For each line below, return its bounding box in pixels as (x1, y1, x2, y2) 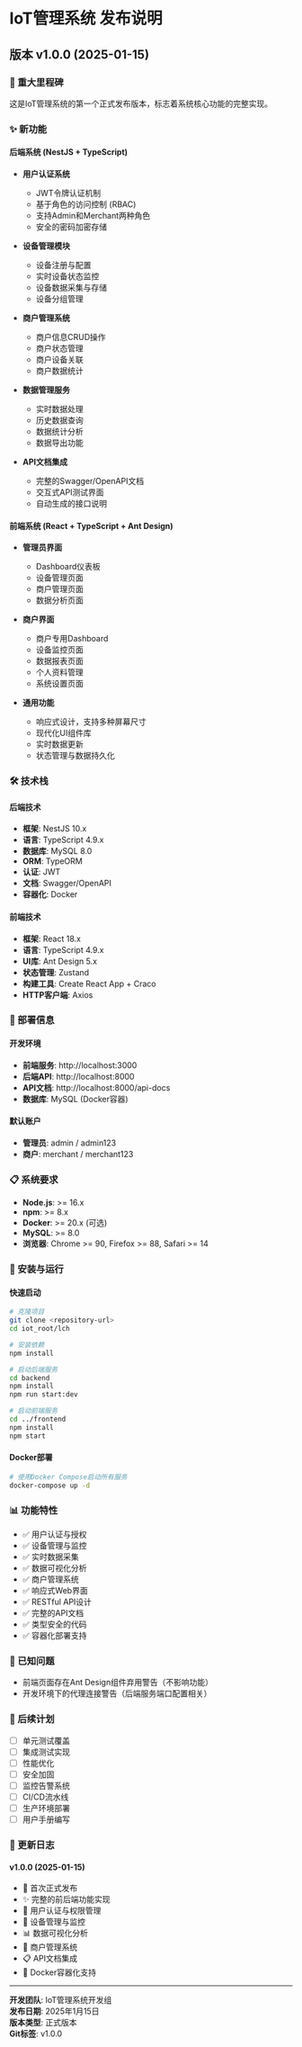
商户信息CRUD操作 (35, 332, 106, 342)
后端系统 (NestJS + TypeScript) (9, 147, 129, 157)
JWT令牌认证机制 (35, 188, 102, 198)
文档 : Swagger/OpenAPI (22, 878, 112, 889)
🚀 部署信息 (9, 1014, 56, 1027)
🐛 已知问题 (9, 1655, 56, 1667)
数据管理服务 (22, 384, 70, 395)
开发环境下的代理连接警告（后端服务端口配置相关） (22, 1688, 212, 1699)
